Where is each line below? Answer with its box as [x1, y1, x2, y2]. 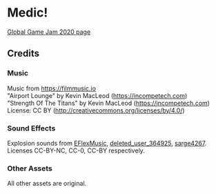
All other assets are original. [7, 180, 87, 188]
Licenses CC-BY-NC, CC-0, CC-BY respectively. [7, 146, 145, 155]
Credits [7, 48, 40, 59]
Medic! [7, 5, 48, 21]
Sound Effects [7, 123, 56, 133]
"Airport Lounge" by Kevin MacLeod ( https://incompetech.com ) [7, 91, 188, 99]
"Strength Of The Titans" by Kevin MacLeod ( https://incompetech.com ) [7, 99, 210, 107]
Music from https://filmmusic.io [7, 84, 97, 93]
